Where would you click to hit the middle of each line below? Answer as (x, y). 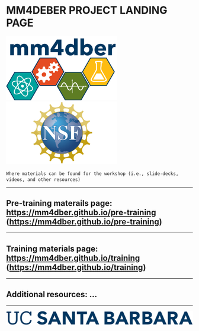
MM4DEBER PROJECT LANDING (87, 10)
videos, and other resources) (44, 179)
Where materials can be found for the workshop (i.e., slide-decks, (92, 174)
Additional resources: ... (52, 294)
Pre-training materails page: (59, 203)
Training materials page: (52, 249)
